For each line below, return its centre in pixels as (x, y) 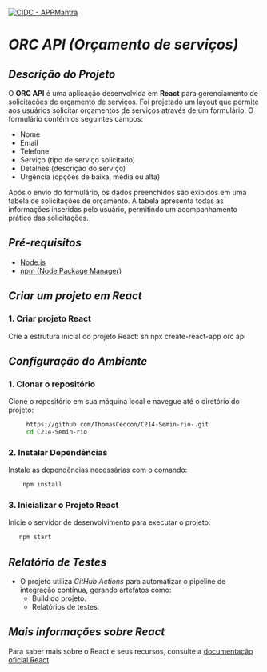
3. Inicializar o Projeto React (64, 506)
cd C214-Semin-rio (57, 432)
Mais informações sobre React (87, 632)
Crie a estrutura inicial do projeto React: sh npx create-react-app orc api (127, 336)
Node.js (33, 262)
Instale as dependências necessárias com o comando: (98, 470)
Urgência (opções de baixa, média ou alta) (90, 177)
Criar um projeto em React (75, 296)
